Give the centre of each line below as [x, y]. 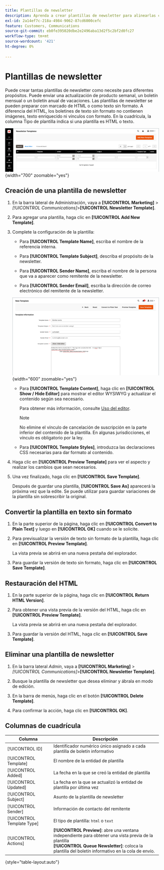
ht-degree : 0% [20, 47]
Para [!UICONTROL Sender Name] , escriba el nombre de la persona [88, 271]
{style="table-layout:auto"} [32, 862]
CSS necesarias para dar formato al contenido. [66, 453]
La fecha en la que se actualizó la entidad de [98, 782]
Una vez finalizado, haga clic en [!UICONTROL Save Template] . [76, 477]
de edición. [23, 686]
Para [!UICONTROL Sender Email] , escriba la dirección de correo [85, 285]
